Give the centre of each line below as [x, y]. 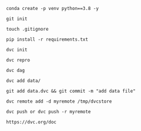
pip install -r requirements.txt [47, 40]
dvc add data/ [24, 81]
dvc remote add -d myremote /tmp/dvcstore [59, 101]
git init [17, 19]
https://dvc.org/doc [32, 122]
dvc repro [18, 60]
